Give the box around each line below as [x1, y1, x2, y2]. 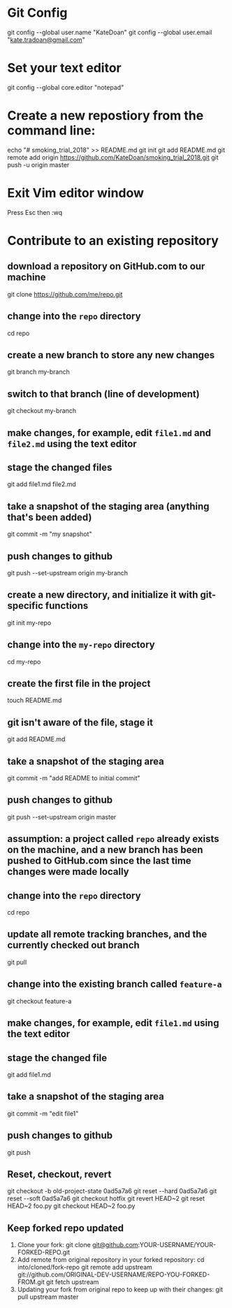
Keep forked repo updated [7, 1222, 124, 1234]
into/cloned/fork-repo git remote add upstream [17, 1263, 152, 1272]
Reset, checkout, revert [7, 1168, 112, 1180]
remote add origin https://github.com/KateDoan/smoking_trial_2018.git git [7, 153, 219, 162]
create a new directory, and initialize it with [7, 589, 198, 601]
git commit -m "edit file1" [7, 1109, 79, 1118]
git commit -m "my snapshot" [7, 530, 92, 538]
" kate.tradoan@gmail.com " [7, 35, 85, 43]
